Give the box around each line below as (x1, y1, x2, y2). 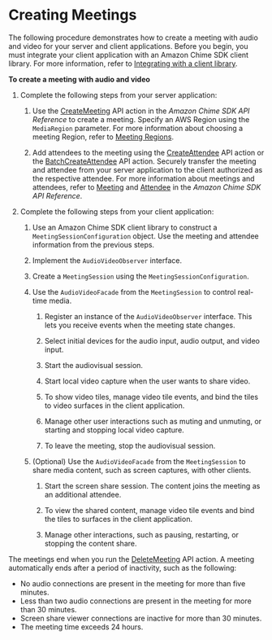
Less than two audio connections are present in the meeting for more (19, 596, 252, 606)
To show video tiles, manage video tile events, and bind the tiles (44, 392, 258, 401)
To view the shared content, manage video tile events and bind (44, 505, 255, 515)
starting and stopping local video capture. (44, 425, 184, 435)
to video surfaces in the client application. (44, 401, 185, 410)
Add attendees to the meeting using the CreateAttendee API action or (32, 147, 265, 157)
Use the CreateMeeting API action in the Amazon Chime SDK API (32, 106, 250, 116)
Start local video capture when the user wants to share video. (44, 376, 251, 386)
